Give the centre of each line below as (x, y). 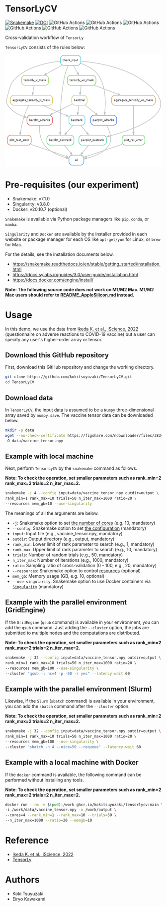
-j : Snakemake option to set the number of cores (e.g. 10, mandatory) (84, 523)
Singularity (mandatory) (38, 587)
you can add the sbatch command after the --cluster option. (68, 706)
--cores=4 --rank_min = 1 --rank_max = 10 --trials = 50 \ (61, 815)
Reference (27, 841)
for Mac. (14, 244)
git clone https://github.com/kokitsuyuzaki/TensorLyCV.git (69, 377)
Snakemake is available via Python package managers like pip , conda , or (77, 219)
